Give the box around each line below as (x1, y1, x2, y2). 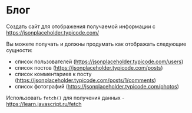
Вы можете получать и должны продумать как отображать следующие (6, 40, 187, 47)
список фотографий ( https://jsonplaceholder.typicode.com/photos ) (14, 83, 180, 90)
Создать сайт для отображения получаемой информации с (6, 23, 156, 30)
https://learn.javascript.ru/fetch (6, 100, 82, 107)
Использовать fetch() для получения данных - (6, 94, 125, 101)
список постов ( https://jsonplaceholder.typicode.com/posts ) (14, 64, 163, 71)
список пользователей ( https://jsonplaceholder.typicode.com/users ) (14, 58, 184, 65)
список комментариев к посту (14, 70, 92, 77)
